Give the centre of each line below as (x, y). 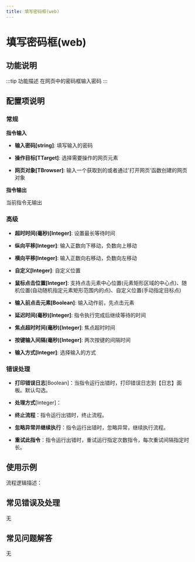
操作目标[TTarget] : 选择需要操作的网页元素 (66, 158)
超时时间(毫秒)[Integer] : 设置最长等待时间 (65, 233)
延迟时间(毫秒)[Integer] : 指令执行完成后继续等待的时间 (80, 315)
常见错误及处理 (33, 503)
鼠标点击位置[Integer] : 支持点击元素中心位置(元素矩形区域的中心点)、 (98, 283)
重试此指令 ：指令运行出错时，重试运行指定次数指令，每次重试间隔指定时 (102, 440)
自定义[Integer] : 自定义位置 (47, 270)
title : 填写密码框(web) (33, 11)
